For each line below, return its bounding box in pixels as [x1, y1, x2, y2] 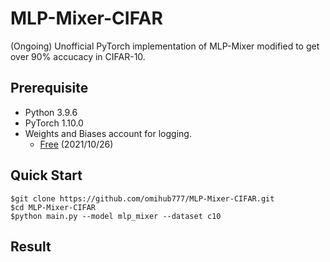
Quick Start [10, 167, 83, 184]
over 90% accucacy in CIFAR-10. [10, 50, 146, 62]
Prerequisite [10, 80, 89, 97]
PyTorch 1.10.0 [24, 117, 84, 129]
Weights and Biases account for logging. [24, 127, 192, 139]
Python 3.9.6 [24, 106, 78, 118]
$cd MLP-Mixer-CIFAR [10, 202, 97, 212]
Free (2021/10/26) [39, 138, 114, 150]
